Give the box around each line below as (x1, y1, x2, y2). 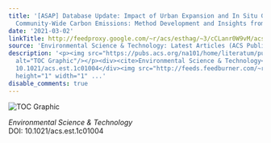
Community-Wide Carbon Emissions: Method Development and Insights (15, 19, 248, 27)
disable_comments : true (8, 79, 89, 87)
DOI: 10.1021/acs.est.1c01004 (8, 126, 104, 136)
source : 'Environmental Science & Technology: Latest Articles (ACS (8, 42, 244, 50)
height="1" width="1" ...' (15, 72, 106, 80)
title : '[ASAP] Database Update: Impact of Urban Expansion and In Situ (8, 11, 258, 20)
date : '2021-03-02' (8, 27, 74, 35)
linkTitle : (8, 34, 45, 43)
